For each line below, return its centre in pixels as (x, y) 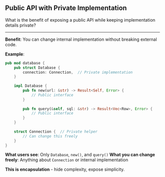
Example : (15, 54)
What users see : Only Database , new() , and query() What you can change (80, 155)
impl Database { (31, 86)
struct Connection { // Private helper (56, 132)
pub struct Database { (37, 68)
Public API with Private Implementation (66, 8)
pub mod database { (25, 63)
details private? (21, 25)
